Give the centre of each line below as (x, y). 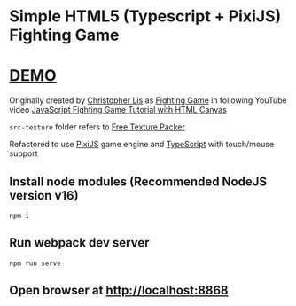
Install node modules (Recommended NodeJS (138, 181)
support (23, 153)
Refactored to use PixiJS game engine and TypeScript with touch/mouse (142, 145)
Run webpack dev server (79, 243)
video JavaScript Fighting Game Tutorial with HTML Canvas (118, 110)
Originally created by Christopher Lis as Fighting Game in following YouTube (148, 100)
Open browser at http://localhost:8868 (119, 290)
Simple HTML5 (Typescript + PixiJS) (145, 16)
